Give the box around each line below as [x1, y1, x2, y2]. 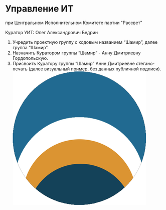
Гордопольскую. [12, 55, 49, 61]
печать [12, 66, 28, 72]
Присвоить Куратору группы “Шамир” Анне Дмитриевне [12, 60, 135, 66]
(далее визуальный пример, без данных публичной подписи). [28, 66, 161, 72]
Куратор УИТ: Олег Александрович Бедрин [5, 29, 98, 35]
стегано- [135, 60, 155, 66]
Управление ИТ [5, 3, 74, 15]
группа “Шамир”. [12, 44, 49, 50]
